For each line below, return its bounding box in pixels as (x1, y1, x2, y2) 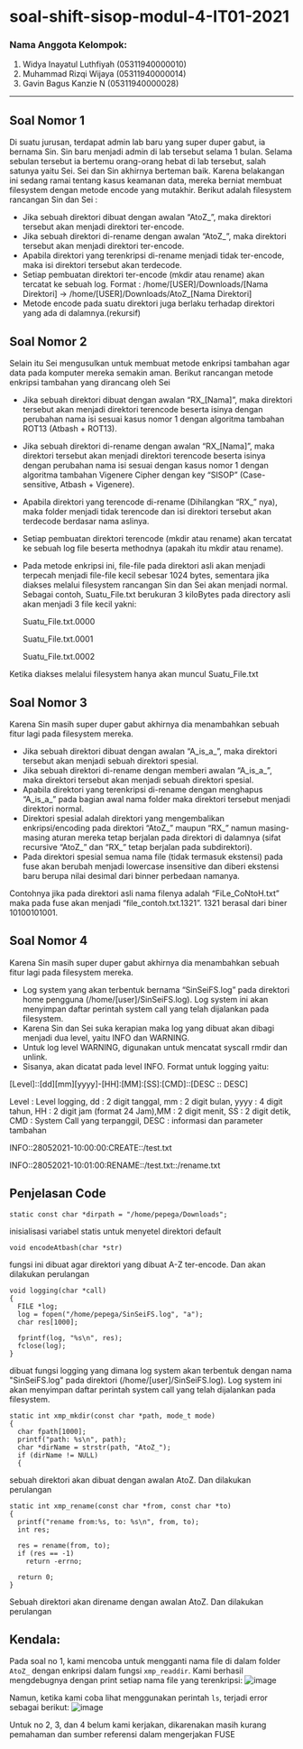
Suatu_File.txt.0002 (22, 652, 96, 662)
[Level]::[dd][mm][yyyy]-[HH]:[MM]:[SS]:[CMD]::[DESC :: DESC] (9, 1078, 249, 1089)
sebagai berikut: (9, 1702, 70, 1713)
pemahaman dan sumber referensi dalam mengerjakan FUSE (9, 1729, 236, 1740)
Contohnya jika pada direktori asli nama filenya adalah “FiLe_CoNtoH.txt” (9, 887, 280, 899)
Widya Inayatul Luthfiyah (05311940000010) (22, 59, 188, 69)
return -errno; (25, 1557, 83, 1566)
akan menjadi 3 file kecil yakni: (22, 598, 137, 610)
